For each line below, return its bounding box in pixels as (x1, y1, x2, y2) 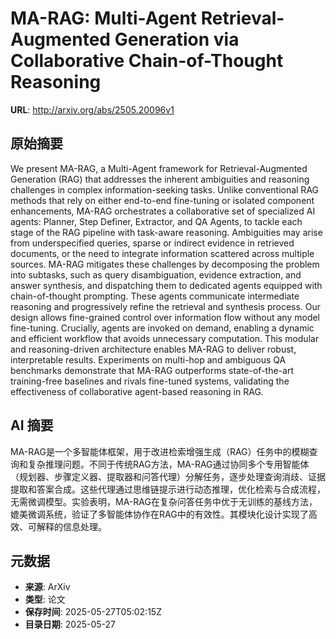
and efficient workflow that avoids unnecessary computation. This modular (10, 332, 320, 344)
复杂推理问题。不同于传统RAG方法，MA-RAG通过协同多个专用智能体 (27, 458, 310, 470)
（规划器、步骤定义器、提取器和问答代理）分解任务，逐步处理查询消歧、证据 (10, 470, 326, 482)
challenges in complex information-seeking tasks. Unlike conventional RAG (10, 183, 320, 196)
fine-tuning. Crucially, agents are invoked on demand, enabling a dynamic (10, 322, 315, 334)
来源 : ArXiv (24, 581, 71, 593)
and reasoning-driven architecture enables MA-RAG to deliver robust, (10, 343, 297, 355)
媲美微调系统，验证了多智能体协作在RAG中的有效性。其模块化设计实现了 (10, 508, 309, 520)
